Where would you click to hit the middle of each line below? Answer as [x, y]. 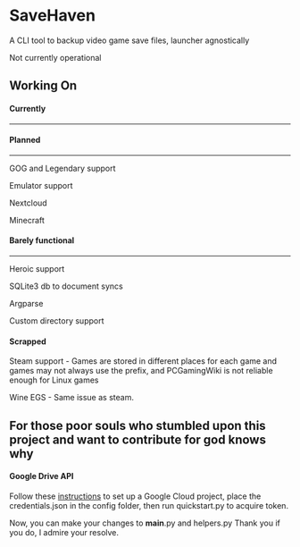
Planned [25, 140]
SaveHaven [53, 16]
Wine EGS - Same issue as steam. [71, 398]
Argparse [26, 303]
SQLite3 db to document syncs [66, 286]
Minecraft [27, 220]
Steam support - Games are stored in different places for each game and [143, 361]
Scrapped [28, 341]
